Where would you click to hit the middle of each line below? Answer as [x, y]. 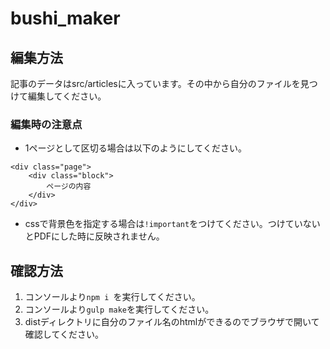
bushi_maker [65, 18]
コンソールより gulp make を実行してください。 [119, 309]
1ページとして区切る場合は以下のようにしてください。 [135, 148]
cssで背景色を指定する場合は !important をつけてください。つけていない [172, 224]
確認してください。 [64, 334]
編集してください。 [67, 96]
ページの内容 [69, 187]
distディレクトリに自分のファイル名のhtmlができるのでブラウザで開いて [172, 322]
